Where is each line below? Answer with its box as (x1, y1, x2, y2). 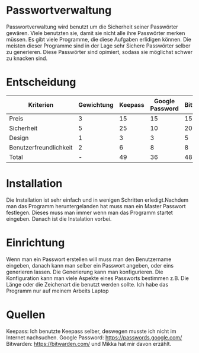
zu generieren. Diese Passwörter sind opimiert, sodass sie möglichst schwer (6, 48, 193, 55)
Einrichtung (6, 236, 65, 249)
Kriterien (28, 100, 54, 109)
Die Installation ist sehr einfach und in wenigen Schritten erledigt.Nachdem (6, 196, 189, 203)
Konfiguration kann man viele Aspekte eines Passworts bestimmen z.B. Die (6, 274, 190, 282)
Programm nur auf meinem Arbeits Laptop (6, 287, 109, 294)
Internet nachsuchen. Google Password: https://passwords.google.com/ (6, 333, 182, 341)
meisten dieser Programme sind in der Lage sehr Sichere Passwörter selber (6, 42, 191, 49)
